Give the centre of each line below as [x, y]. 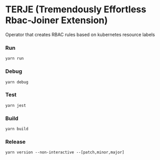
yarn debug [17, 82]
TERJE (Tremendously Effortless [76, 9]
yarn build [17, 129]
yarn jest [16, 105]
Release [16, 142]
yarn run [15, 58]
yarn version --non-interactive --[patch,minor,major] [65, 152]
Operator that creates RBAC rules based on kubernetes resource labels [80, 34]
